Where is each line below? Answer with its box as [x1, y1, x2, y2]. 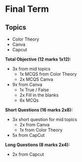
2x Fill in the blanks [19, 92, 59, 98]
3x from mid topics [12, 66, 51, 72]
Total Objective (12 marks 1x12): [5, 56, 71, 62]
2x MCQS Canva [19, 77, 54, 82]
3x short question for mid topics [12, 117, 77, 122]
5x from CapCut [12, 132, 45, 138]
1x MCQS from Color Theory [19, 71, 77, 77]
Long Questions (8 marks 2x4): [5, 142, 70, 148]
